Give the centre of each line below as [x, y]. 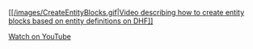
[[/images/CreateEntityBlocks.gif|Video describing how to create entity [126, 12]
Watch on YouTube [40, 37]
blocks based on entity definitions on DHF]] [81, 21]
